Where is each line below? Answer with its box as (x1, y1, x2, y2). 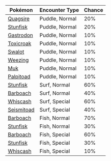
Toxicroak (8, 40, 32, 47)
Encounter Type (39, 7, 79, 13)
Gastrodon (8, 32, 33, 39)
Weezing (8, 57, 29, 63)
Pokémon (9, 7, 33, 13)
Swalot (8, 48, 24, 55)
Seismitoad (8, 106, 35, 113)
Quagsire (8, 15, 30, 22)
